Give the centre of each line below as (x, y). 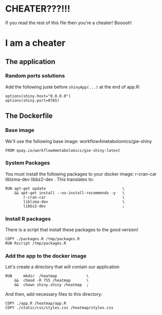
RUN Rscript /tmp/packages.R (36, 244)
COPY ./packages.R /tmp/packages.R (43, 239)
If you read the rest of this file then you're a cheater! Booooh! (68, 23)
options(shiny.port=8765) (32, 100)
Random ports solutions (35, 76)
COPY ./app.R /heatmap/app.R (36, 303)
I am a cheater (35, 43)
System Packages (28, 163)
